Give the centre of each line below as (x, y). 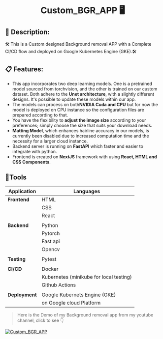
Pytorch (51, 233)
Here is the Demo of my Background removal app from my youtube (85, 315)
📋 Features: (24, 70)
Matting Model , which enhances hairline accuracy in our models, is (81, 130)
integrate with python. (34, 151)
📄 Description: (28, 32)
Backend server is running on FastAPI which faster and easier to (78, 146)
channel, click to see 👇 (40, 320)
